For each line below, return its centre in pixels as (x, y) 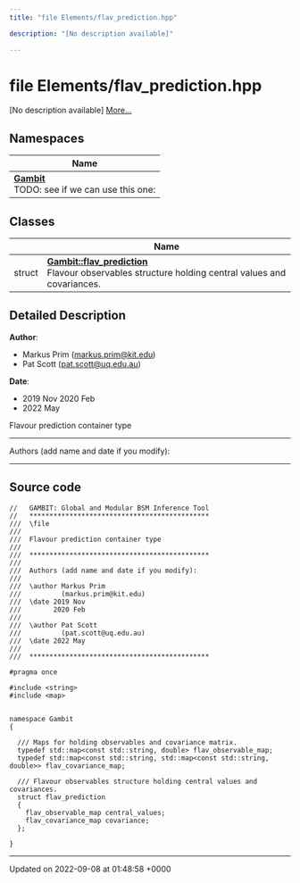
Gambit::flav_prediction (98, 262)
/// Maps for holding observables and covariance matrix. (128, 742)
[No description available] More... (71, 110)
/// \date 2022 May (48, 641)
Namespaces (47, 138)
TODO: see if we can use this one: (85, 190)
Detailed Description (68, 316)
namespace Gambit (42, 719)
